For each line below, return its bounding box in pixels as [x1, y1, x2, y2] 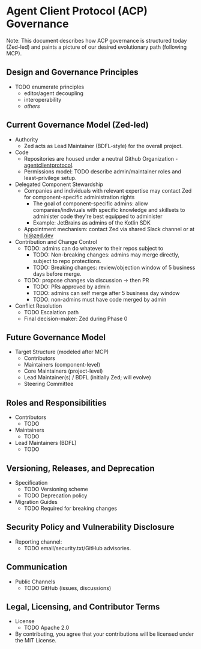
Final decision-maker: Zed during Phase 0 [23, 315, 128, 322]
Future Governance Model [6, 332, 106, 343]
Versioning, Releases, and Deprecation [6, 463, 155, 473]
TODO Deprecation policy [23, 492, 88, 499]
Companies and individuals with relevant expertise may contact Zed [23, 187, 192, 194]
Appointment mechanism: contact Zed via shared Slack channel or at [23, 225, 195, 232]
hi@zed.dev [23, 232, 54, 239]
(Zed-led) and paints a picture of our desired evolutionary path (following [6, 43, 187, 51]
